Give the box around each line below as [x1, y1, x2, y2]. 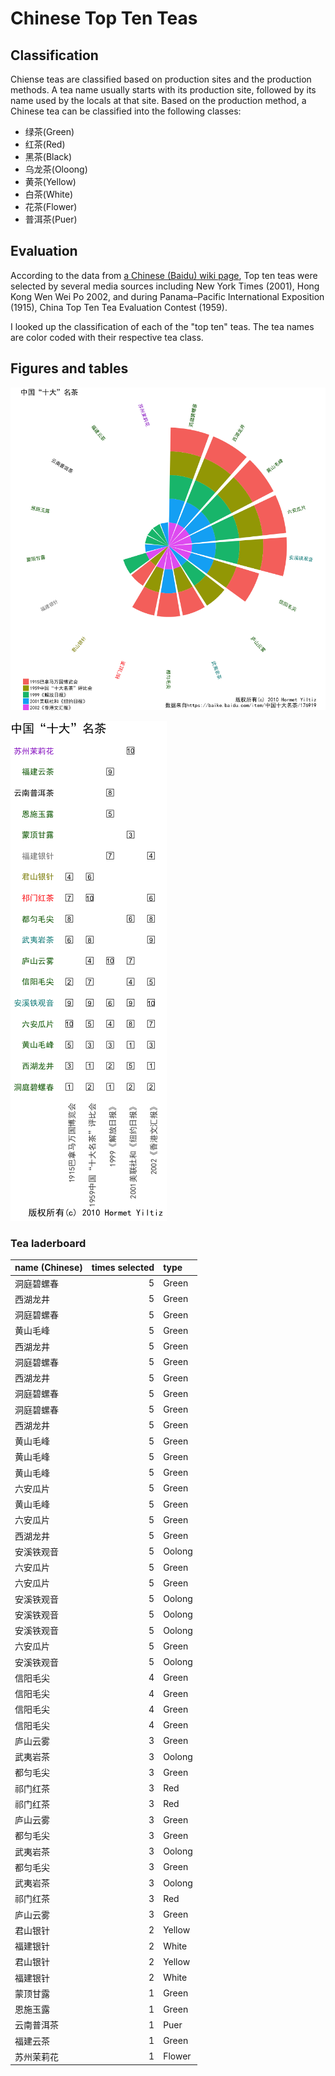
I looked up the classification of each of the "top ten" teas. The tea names [10, 320, 315, 332]
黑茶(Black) [24, 151, 73, 162]
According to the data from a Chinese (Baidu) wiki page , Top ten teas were [10, 269, 318, 281]
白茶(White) [24, 188, 74, 200]
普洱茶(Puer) [24, 213, 78, 225]
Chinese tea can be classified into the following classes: [10, 105, 242, 117]
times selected [91, 1262, 155, 1274]
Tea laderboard [10, 1236, 87, 1250]
